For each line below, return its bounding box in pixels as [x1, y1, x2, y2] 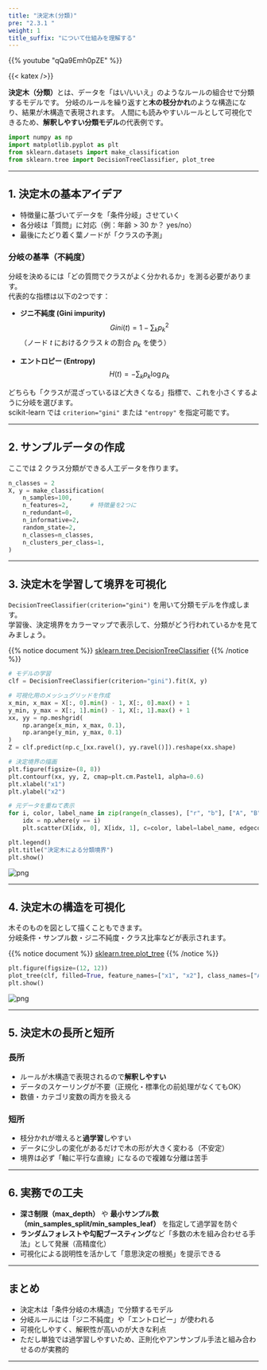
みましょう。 [8, 630, 50, 640]
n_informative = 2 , [22, 516, 80, 525]
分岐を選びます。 [21, 397, 78, 407]
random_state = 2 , [22, 523, 77, 531]
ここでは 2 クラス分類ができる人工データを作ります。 [8, 463, 183, 473]
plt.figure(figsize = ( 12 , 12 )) [8, 964, 109, 973]
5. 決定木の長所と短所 [8, 1026, 114, 1040]
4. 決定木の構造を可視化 [8, 900, 126, 914]
